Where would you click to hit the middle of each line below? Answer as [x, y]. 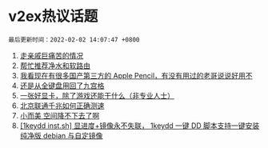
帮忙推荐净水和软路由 [55, 66]
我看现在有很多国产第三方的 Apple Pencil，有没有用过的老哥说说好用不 [136, 75]
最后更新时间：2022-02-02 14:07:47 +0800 [74, 40]
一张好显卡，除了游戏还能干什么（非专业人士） [97, 95]
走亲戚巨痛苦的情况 [52, 55]
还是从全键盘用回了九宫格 [62, 86]
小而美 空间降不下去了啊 [60, 115]
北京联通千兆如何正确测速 [62, 106]
